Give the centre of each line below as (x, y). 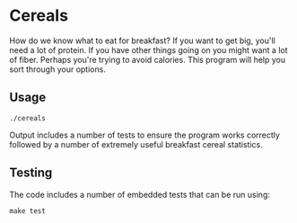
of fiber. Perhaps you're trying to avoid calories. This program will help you (148, 59)
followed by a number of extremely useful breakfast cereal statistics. (136, 144)
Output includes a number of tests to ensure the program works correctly (145, 135)
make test (28, 211)
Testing (31, 173)
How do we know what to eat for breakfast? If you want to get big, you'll (142, 40)
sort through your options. (57, 69)
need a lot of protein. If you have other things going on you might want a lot (149, 49)
